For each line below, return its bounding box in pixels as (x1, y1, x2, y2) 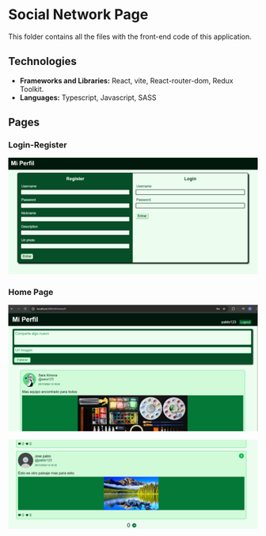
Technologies (8, 55, 78, 68)
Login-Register (8, 140, 67, 151)
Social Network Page (8, 6, 149, 24)
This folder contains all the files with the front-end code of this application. (8, 32, 252, 41)
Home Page (8, 286, 54, 297)
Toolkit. (19, 84, 44, 94)
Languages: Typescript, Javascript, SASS (19, 93, 157, 102)
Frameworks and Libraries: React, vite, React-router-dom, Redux (19, 75, 234, 85)
